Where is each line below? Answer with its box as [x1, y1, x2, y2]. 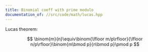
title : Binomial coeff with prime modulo [5, 7, 94, 13]
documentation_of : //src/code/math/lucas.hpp [5, 12, 103, 17]
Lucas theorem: [5, 26, 38, 32]
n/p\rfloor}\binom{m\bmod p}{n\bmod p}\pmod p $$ [30, 41, 140, 47]
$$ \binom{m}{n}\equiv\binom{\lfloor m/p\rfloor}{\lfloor [27, 36, 143, 42]
